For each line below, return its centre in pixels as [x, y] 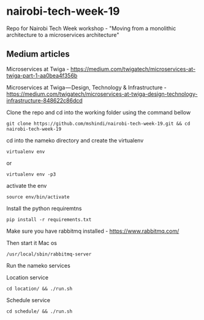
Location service [28, 277]
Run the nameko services [38, 265]
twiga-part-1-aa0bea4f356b [42, 76]
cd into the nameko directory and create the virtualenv [75, 140]
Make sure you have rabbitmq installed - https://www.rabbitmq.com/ [93, 231]
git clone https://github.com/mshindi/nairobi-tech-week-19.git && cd [98, 123]
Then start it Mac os [32, 243]
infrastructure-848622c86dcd [44, 100]
